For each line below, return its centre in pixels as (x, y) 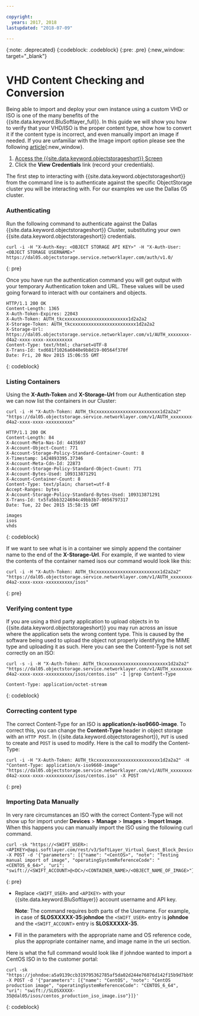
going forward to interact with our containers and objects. (76, 292)
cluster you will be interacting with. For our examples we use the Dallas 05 (97, 189)
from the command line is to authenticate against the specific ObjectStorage (99, 183)
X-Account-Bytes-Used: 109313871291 (51, 474)
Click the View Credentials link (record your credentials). (84, 165)
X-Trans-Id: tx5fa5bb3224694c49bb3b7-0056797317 (67, 500)
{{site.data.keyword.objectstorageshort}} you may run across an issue (92, 628)
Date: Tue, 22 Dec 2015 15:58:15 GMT (53, 505)
